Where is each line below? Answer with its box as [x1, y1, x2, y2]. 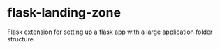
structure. [7, 35, 36, 43]
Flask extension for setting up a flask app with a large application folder [7, 28, 213, 36]
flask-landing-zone [7, 5, 121, 21]
